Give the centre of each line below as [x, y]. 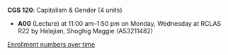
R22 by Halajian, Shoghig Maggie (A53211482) [85, 31]
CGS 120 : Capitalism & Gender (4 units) [65, 10]
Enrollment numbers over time [51, 44]
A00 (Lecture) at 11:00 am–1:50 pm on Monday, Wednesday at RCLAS [119, 23]
